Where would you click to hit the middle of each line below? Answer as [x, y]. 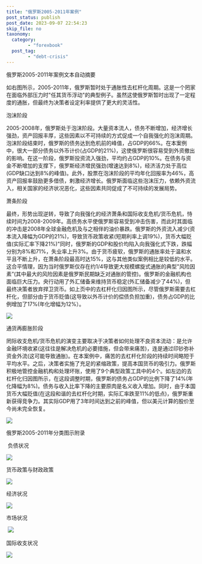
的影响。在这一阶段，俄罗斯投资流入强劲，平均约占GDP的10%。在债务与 [96, 158]
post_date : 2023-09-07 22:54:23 [47, 23]
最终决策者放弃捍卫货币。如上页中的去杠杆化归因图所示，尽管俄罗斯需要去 [98, 289]
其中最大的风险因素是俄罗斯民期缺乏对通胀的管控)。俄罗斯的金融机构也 [104, 274]
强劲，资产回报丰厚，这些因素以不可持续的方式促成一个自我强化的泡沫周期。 [101, 135]
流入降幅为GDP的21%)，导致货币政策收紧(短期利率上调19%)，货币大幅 [99, 236]
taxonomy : [19, 34]
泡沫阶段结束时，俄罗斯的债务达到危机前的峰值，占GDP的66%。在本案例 [97, 143]
